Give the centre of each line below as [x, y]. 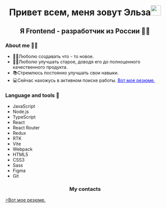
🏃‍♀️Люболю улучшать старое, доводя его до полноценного [76, 62]
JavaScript [24, 107]
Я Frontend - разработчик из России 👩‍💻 [85, 31]
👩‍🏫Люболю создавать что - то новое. [53, 56]
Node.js [21, 112]
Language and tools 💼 [32, 95]
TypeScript [24, 117]
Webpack [23, 149]
